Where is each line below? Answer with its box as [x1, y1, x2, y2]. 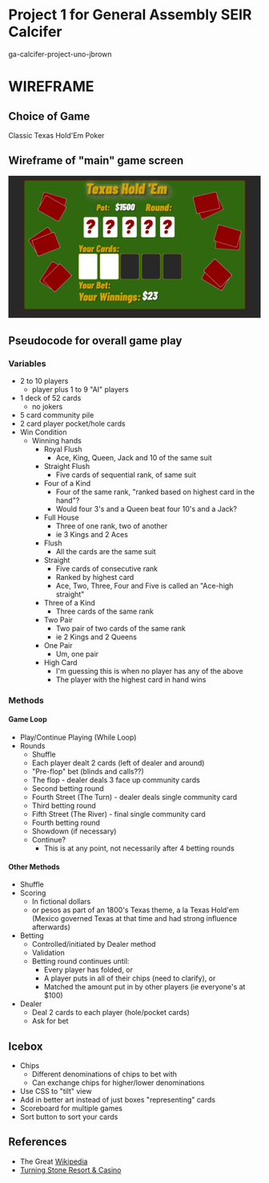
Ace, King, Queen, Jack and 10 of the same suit [55, 452, 212, 463]
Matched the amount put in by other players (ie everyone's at [43, 982, 246, 992]
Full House [43, 512, 79, 522]
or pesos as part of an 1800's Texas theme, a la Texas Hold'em [31, 905, 239, 915]
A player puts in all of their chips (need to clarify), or [43, 973, 216, 983]
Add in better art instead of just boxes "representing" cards [19, 1095, 216, 1105]
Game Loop [8, 715, 47, 724]
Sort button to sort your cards [19, 1112, 118, 1122]
